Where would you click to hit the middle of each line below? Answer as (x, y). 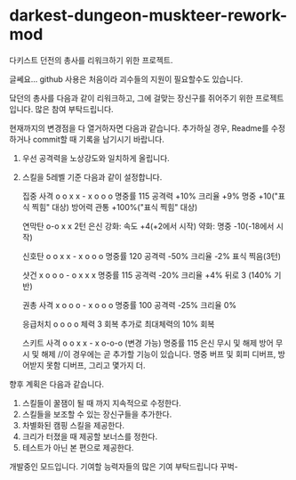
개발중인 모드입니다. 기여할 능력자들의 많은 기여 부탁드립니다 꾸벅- (124, 466)
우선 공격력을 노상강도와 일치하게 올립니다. (96, 158)
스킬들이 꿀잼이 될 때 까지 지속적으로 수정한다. (102, 403)
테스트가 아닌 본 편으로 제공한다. (78, 447)
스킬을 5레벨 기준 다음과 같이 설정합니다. (92, 177)
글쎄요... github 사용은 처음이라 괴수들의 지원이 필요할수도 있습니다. (126, 79)
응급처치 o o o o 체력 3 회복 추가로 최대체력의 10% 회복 (118, 324)
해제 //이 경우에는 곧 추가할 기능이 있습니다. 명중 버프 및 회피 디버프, (159, 354)
